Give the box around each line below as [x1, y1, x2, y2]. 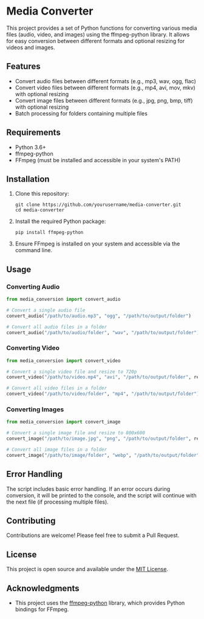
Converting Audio [6, 282, 60, 291]
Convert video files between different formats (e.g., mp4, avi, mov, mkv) [15, 84, 195, 91]
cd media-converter [15, 207, 65, 213]
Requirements [6, 128, 61, 138]
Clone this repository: [15, 190, 69, 197]
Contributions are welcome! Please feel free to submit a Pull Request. [6, 532, 180, 539]
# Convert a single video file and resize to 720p [6, 369, 137, 375]
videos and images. [6, 44, 56, 51]
